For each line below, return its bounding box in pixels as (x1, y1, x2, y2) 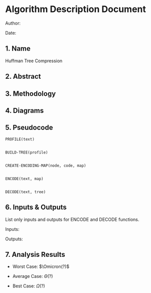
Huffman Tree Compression (5, 58, 63, 64)
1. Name (5, 44, 31, 53)
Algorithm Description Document (5, 4, 146, 15)
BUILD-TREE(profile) (5, 150, 49, 155)
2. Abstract (5, 72, 41, 81)
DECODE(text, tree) (5, 189, 46, 194)
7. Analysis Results (5, 250, 65, 259)
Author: (5, 20, 21, 26)
